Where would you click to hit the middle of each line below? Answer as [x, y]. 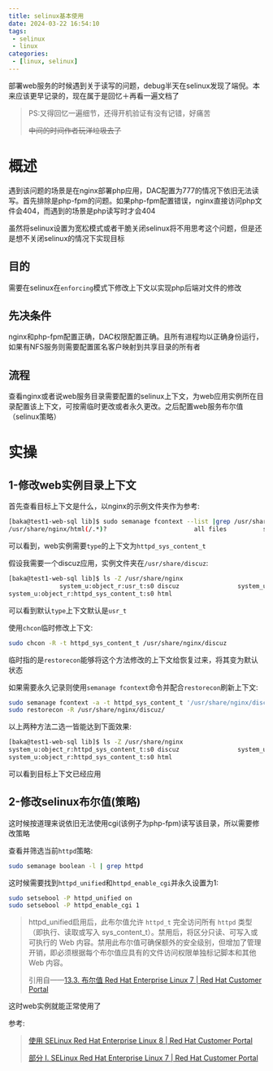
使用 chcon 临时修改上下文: [51, 627]
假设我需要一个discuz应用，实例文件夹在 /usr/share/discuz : [108, 563]
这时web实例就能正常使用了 [55, 1006]
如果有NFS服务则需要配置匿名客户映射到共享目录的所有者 [104, 347]
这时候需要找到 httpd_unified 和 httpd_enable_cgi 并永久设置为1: [114, 882]
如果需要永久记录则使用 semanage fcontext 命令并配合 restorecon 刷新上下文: [133, 687]
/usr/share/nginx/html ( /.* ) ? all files [118, 529]
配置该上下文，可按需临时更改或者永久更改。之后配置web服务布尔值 [129, 406]
